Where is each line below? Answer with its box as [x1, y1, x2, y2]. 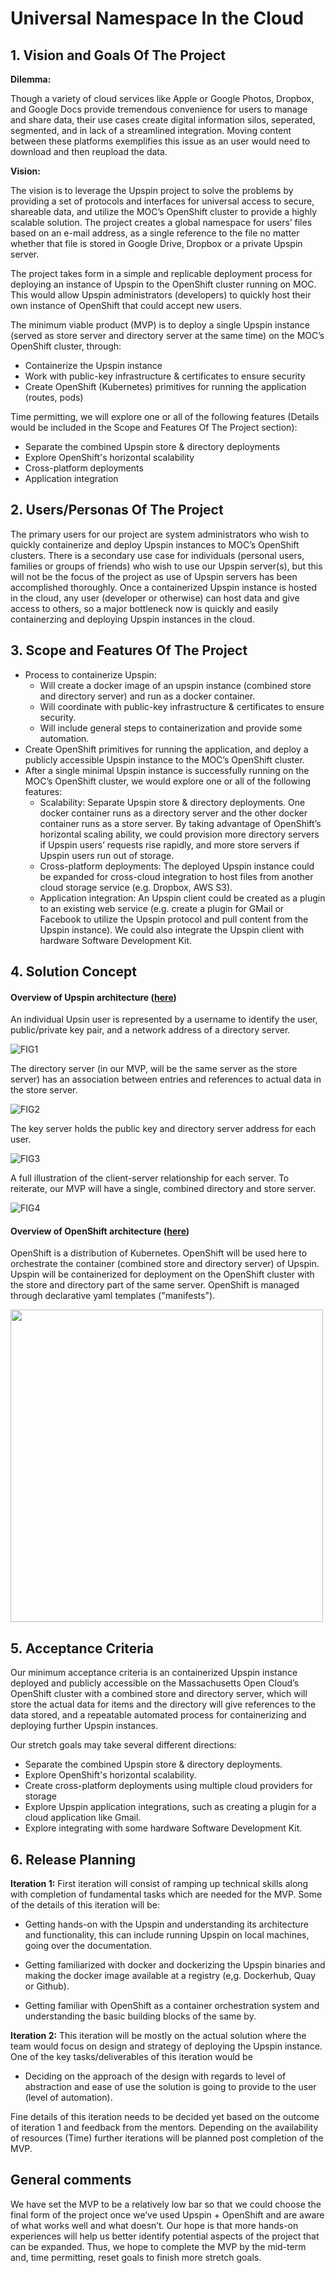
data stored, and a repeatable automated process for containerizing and [10, 1709, 307, 1721]
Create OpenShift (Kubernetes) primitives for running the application [24, 381, 307, 392]
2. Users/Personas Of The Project [10, 502, 224, 519]
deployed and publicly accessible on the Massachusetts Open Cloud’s [10, 1677, 300, 1689]
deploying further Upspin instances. [10, 1720, 159, 1732]
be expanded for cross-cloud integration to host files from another [39, 870, 314, 882]
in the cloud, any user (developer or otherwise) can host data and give [10, 592, 300, 604]
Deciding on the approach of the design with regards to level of [24, 2070, 287, 2082]
